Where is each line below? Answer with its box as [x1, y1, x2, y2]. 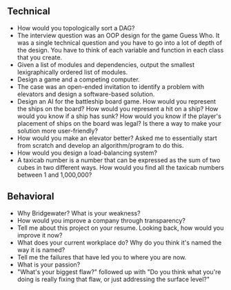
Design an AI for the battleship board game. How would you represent [17, 97, 216, 106]
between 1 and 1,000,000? [17, 171, 92, 179]
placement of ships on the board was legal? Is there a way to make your [17, 119, 222, 127]
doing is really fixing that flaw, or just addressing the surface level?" [17, 275, 210, 283]
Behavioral [7, 191, 54, 202]
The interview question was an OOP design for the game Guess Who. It [17, 31, 220, 39]
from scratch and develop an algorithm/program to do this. [17, 141, 184, 149]
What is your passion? [17, 260, 81, 269]
